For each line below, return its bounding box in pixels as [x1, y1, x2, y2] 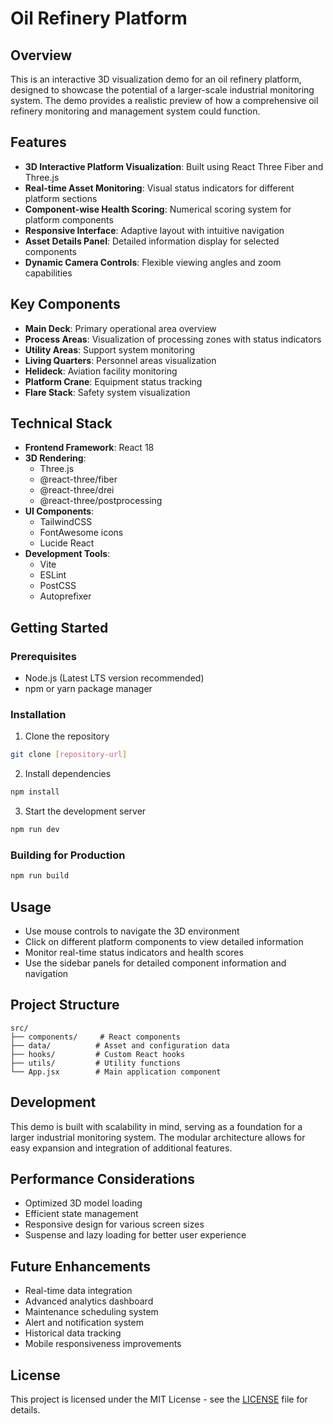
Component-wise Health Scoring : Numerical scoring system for [24, 203, 292, 215]
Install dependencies [24, 768, 112, 780]
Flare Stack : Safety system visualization [24, 386, 191, 398]
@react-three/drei [39, 484, 115, 496]
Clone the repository [24, 730, 110, 742]
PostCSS [39, 580, 77, 592]
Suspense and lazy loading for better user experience [24, 1229, 247, 1241]
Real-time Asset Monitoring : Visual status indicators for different [24, 182, 295, 194]
